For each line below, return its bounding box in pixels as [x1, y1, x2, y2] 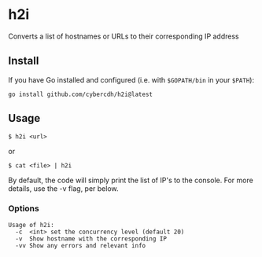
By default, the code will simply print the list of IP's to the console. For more [8, 175, 253, 185]
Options [8, 203, 39, 214]
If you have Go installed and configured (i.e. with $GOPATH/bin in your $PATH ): [8, 75, 254, 84]
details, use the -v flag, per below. [8, 183, 120, 193]
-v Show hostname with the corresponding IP [15, 234, 168, 243]
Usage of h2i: [8, 221, 55, 229]
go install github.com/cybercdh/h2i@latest [8, 90, 153, 98]
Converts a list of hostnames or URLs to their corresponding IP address [8, 31, 239, 41]
